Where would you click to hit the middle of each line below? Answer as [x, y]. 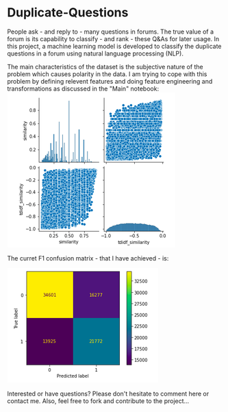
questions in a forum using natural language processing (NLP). [95, 53]
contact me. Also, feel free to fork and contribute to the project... [98, 401]
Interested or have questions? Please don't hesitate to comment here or [108, 393]
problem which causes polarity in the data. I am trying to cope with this [107, 74]
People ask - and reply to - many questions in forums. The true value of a [111, 32]
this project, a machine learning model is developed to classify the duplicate [114, 46]
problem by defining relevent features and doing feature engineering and [110, 81]
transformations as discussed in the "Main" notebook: [83, 88]
